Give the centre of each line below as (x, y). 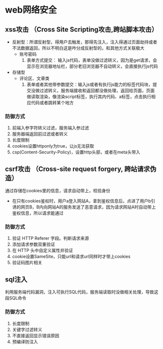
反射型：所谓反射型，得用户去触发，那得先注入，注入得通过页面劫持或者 (84, 42)
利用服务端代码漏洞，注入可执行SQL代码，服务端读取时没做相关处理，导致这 (82, 292)
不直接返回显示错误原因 (36, 335)
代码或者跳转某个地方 (52, 103)
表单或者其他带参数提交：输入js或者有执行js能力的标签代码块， (90, 84)
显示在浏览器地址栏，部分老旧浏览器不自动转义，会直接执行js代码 (92, 66)
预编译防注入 (25, 341)
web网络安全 (31, 10)
